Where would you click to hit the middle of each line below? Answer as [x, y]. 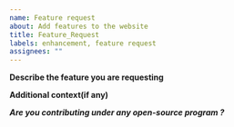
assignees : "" [36, 52]
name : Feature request [52, 18]
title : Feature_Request [55, 34]
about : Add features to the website [79, 26]
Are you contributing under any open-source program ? [117, 112]
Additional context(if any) [59, 95]
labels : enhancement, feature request [83, 43]
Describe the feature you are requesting [86, 77]
